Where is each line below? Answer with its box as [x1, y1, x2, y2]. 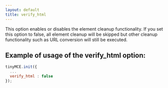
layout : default [5, 7, 39, 13]
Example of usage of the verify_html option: [5, 51, 146, 59]
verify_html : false [10, 74, 53, 79]
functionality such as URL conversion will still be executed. [5, 36, 128, 43]
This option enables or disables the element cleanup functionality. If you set [5, 26, 163, 32]
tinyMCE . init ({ [5, 64, 37, 69]
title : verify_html [5, 12, 47, 17]
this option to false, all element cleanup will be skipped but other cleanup [5, 31, 158, 37]
